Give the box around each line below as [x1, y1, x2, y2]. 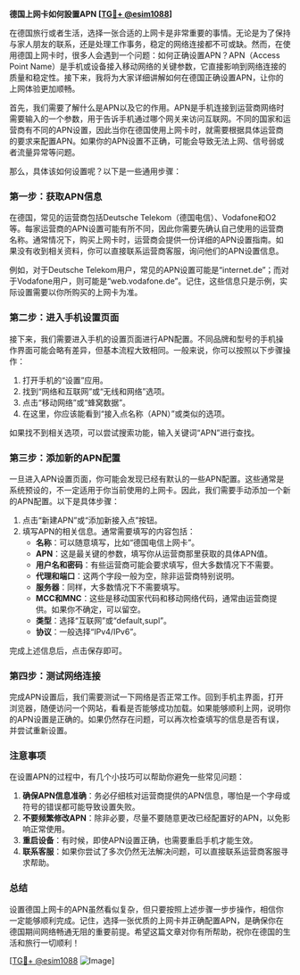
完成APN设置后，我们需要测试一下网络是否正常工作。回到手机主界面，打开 [9, 691, 284, 703]
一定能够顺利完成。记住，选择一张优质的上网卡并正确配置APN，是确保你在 [9, 914, 284, 926]
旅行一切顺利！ [24, 937, 80, 948]
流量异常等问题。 [16, 147, 80, 157]
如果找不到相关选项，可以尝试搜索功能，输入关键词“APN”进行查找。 [9, 427, 260, 438]
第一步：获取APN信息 [9, 190, 103, 202]
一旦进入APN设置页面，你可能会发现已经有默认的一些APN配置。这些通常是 [9, 473, 285, 484]
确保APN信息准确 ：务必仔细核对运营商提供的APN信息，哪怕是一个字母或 [21, 790, 291, 801]
